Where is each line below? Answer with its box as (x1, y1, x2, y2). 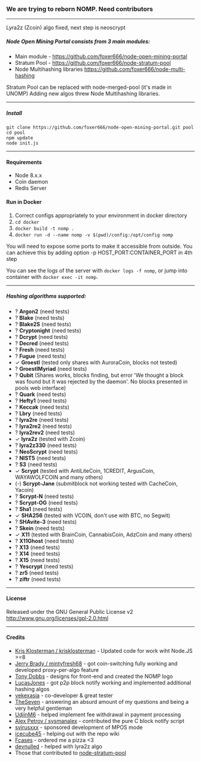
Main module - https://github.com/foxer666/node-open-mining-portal (14, 53, 187, 60)
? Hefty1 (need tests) (14, 397, 67, 404)
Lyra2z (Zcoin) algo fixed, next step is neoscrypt (6, 24, 126, 31)
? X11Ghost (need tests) (14, 537, 75, 544)
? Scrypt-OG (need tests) (14, 499, 78, 506)
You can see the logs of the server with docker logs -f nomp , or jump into (6, 266, 188, 274)
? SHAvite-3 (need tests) (14, 518, 77, 525)
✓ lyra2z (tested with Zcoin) (14, 435, 86, 442)
